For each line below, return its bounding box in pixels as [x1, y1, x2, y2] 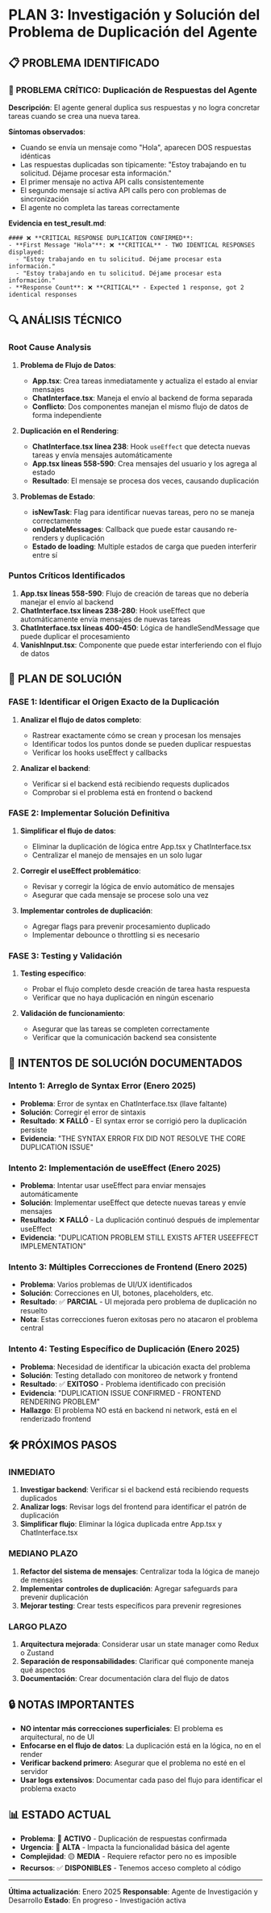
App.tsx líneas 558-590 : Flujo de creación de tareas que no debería [19, 588, 249, 598]
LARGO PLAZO [8, 1620, 67, 1632]
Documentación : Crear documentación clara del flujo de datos [19, 1674, 230, 1683]
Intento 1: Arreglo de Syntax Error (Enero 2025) [8, 1081, 196, 1092]
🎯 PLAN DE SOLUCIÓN [8, 672, 123, 686]
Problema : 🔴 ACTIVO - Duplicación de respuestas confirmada [19, 1833, 227, 1843]
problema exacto [19, 1784, 77, 1793]
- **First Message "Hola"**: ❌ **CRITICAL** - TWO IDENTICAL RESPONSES [8, 241, 256, 249]
